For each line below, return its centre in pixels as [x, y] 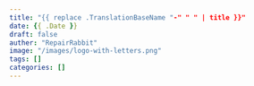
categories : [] [38, 68]
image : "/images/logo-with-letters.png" [86, 51]
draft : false [34, 34]
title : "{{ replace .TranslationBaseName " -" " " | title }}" [127, 17]
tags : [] [25, 59]
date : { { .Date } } [43, 26]
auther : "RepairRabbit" [54, 43]
